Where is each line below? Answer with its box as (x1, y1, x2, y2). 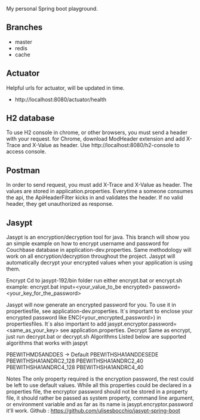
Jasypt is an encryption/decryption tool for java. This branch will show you (6, 233, 190, 241)
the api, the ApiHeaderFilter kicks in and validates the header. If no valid (6, 194, 183, 201)
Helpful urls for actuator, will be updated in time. (6, 84, 125, 92)
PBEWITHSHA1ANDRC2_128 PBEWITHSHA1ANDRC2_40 (6, 357, 143, 364)
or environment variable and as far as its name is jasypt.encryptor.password (6, 401, 193, 408)
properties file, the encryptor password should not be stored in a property (6, 388, 188, 395)
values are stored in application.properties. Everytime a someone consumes (6, 188, 193, 195)
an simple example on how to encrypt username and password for (6, 240, 170, 247)
